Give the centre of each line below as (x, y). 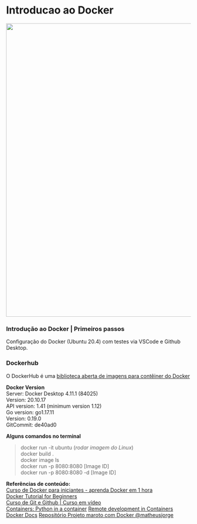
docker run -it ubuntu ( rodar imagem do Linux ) (77, 447)
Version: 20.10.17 (26, 400)
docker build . (37, 454)
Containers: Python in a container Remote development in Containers (90, 509)
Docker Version (26, 387)
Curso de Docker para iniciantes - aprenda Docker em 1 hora (79, 490)
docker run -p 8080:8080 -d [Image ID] (68, 472)
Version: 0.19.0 (24, 418)
